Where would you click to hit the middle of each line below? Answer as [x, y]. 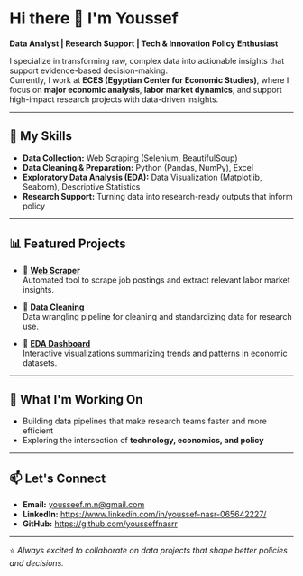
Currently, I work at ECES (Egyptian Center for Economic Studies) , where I [149, 79]
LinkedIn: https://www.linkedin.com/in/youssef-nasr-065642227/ [144, 515]
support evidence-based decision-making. [89, 70]
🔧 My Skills [41, 136]
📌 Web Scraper [51, 270]
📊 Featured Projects [68, 244]
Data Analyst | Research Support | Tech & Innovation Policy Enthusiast [144, 43]
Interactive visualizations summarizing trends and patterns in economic [155, 353]
